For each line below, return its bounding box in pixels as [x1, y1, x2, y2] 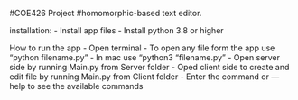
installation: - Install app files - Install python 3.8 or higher [9, 25, 224, 35]
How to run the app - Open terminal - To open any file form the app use [9, 42, 275, 53]
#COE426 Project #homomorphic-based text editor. [9, 8, 202, 18]
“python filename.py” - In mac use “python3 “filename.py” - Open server [9, 52, 281, 62]
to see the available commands [27, 81, 144, 91]
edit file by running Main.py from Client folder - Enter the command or [9, 71, 269, 82]
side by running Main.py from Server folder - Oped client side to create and [9, 62, 290, 72]
